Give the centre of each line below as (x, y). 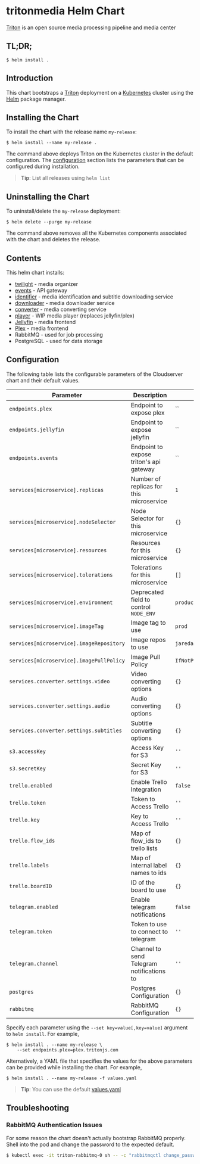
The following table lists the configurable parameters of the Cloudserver (95, 374)
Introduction (30, 78)
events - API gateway (41, 290)
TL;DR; (19, 46)
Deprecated (147, 592)
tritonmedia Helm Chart (65, 11)
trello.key (24, 820)
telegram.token (31, 931)
